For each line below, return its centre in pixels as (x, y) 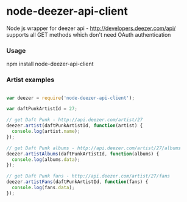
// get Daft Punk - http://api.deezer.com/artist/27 (75, 120)
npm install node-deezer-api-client (50, 64)
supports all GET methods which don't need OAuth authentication (89, 34)
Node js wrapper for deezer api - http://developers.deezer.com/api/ (91, 28)
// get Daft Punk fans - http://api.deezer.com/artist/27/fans (88, 176)
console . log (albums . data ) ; (46, 159)
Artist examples (30, 80)
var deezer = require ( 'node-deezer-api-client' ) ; (71, 98)
